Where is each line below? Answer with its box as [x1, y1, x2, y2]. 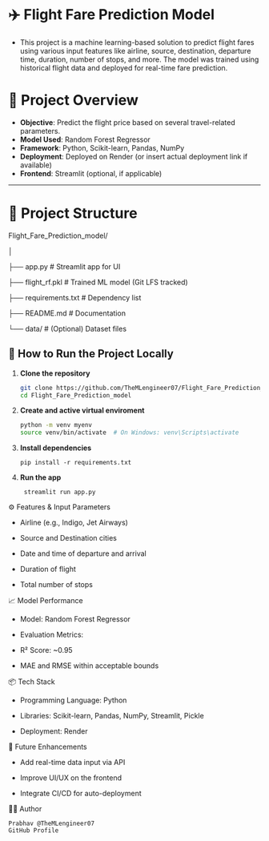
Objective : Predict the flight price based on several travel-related [19, 117, 236, 127]
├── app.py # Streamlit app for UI [8, 261, 121, 272]
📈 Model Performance [8, 596, 83, 606]
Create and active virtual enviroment [19, 405, 145, 416]
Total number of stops [19, 580, 94, 590]
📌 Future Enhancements [8, 742, 87, 752]
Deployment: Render [19, 726, 88, 736]
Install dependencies [19, 443, 92, 453]
